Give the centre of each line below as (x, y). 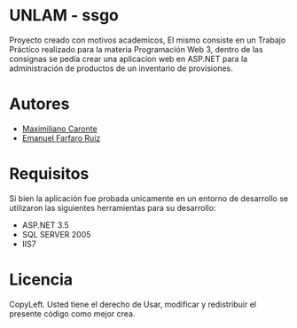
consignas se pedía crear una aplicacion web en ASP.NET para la (129, 59)
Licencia (41, 279)
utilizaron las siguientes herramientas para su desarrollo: (113, 207)
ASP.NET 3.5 (45, 225)
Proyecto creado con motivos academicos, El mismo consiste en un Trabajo (148, 40)
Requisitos (49, 174)
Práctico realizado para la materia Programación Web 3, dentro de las (136, 49)
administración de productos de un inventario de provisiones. (121, 68)
